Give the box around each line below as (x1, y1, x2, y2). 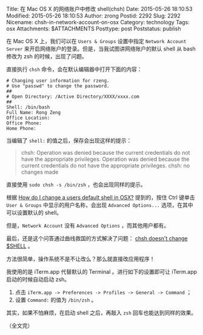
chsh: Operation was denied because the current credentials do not (21, 149, 190, 156)
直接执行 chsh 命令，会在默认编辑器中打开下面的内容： (6, 66, 142, 73)
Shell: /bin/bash (6, 104, 50, 110)
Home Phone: (6, 126, 36, 132)
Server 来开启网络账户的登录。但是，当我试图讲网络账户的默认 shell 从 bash (6, 45, 196, 52)
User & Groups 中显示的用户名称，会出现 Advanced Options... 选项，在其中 (6, 201, 193, 208)
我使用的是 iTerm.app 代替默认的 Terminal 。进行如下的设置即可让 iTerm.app (6, 268, 198, 275)
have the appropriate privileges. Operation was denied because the (21, 155, 190, 163)
